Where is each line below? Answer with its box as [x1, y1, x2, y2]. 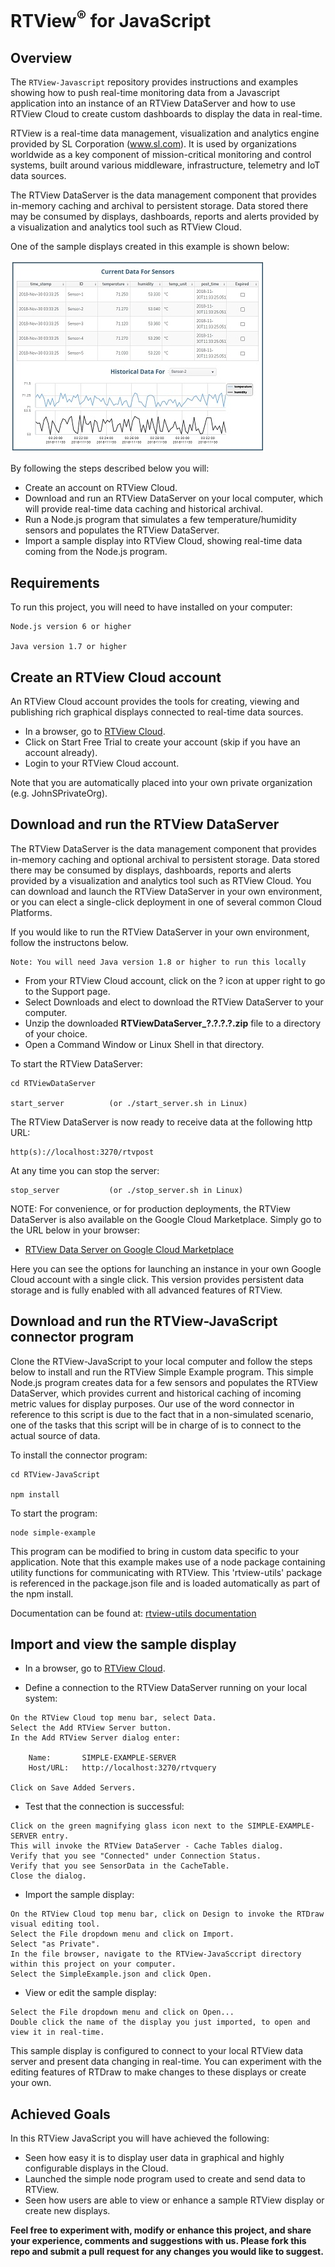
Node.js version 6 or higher [10, 622, 132, 632]
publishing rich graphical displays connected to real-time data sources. [10, 706, 304, 718]
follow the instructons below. [10, 936, 129, 948]
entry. [41, 1831, 70, 1841]
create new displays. [24, 2205, 111, 2217]
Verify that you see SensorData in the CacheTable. [10, 1861, 230, 1871]
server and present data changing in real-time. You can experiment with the [10, 2056, 322, 2068]
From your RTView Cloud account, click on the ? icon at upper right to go [24, 974, 326, 986]
